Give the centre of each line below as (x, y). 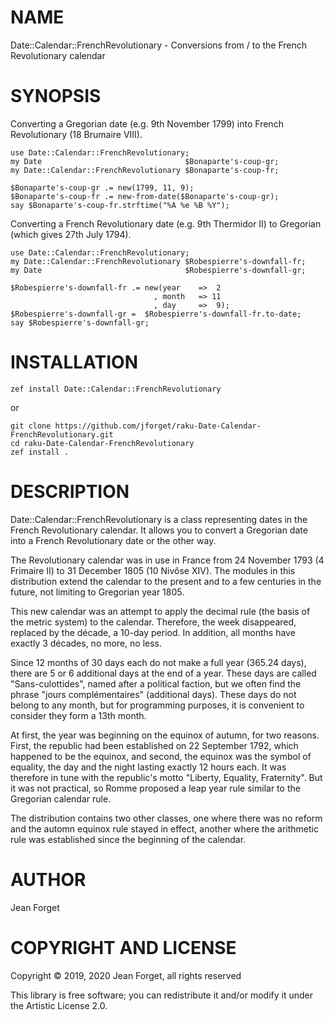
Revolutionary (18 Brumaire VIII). (76, 134)
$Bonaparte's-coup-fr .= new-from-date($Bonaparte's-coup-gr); (145, 196)
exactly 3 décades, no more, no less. (86, 643)
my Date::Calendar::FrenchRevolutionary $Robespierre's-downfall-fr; (158, 261)
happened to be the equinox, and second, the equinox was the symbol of (161, 756)
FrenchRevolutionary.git (62, 434)
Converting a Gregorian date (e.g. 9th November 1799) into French (147, 123)
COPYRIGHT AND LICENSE (123, 947)
